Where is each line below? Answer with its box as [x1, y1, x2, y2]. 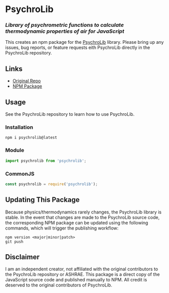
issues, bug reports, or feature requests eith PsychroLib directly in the [5, 44, 150, 51]
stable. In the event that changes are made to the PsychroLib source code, [5, 214, 160, 220]
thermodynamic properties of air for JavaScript [5, 28, 125, 35]
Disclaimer [5, 253, 40, 261]
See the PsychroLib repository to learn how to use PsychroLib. [5, 111, 135, 117]
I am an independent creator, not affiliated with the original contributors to [5, 266, 158, 272]
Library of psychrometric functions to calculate [5, 22, 124, 29]
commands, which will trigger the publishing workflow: [5, 225, 119, 231]
